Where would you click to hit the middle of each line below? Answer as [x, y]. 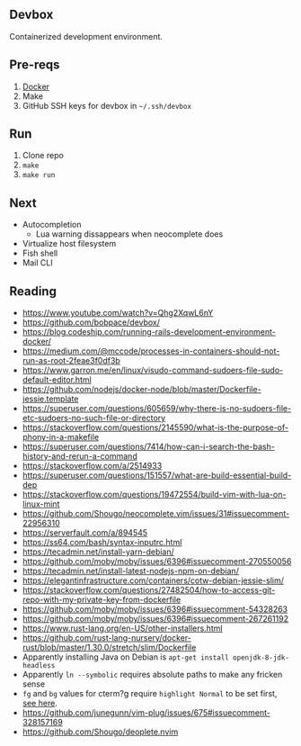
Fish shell [40, 253]
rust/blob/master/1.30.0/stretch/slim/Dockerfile [109, 648]
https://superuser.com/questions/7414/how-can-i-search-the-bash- [149, 447]
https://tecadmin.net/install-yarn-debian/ [98, 552]
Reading [33, 291]
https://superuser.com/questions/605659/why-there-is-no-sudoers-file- [157, 409]
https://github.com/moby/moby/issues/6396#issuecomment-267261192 [155, 619]
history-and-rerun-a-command [80, 456]
